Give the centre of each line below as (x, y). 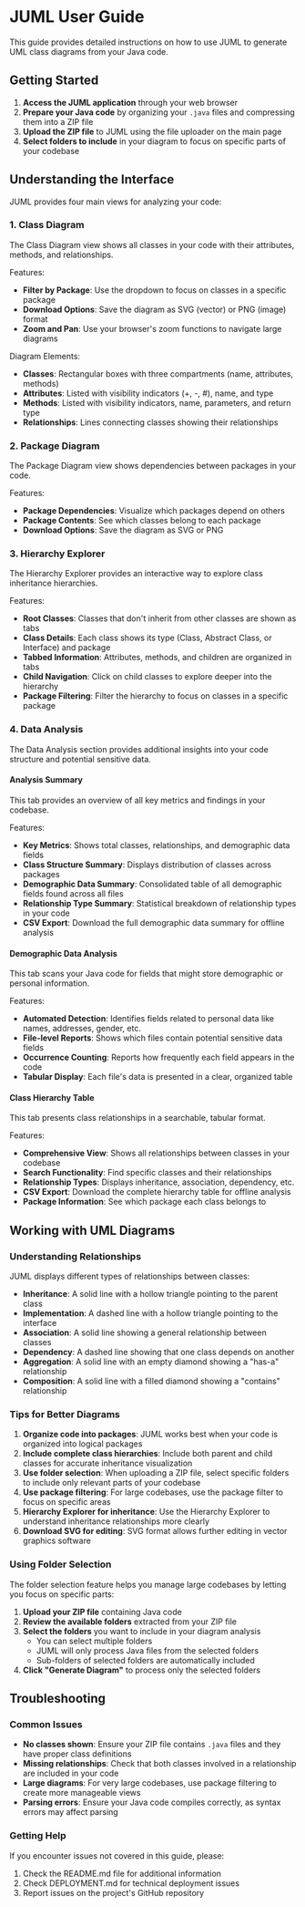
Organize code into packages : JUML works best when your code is (150, 1435)
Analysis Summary (46, 780)
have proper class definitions (77, 1754)
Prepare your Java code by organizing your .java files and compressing (159, 112)
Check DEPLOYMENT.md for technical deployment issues (131, 1883)
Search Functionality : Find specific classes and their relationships (147, 1173)
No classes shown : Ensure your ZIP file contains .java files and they (152, 1745)
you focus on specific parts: (62, 1594)
